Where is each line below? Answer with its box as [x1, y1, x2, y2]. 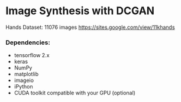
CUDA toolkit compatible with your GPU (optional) [14, 90, 135, 97]
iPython [14, 83, 33, 90]
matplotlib [14, 71, 39, 78]
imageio [14, 77, 34, 84]
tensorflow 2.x [14, 52, 50, 59]
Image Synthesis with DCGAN [5, 4, 155, 18]
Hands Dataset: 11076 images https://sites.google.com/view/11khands [5, 24, 175, 31]
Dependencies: [5, 38, 51, 47]
